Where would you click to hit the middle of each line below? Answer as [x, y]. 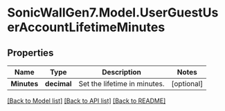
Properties [30, 53]
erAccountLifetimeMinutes [86, 27]
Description [121, 72]
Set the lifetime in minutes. [121, 84]
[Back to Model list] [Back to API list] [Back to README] [87, 101]
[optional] [187, 84]
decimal [58, 84]
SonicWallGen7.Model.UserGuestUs [113, 13]
